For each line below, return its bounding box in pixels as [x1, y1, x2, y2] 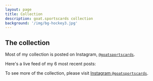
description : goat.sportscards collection [5, 16, 93, 21]
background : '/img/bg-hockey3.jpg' [5, 20, 78, 26]
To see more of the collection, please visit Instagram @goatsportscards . [5, 70, 149, 76]
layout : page [5, 7, 32, 12]
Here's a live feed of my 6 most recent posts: [5, 61, 96, 67]
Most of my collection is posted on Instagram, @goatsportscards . [5, 51, 135, 57]
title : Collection [5, 12, 43, 16]
